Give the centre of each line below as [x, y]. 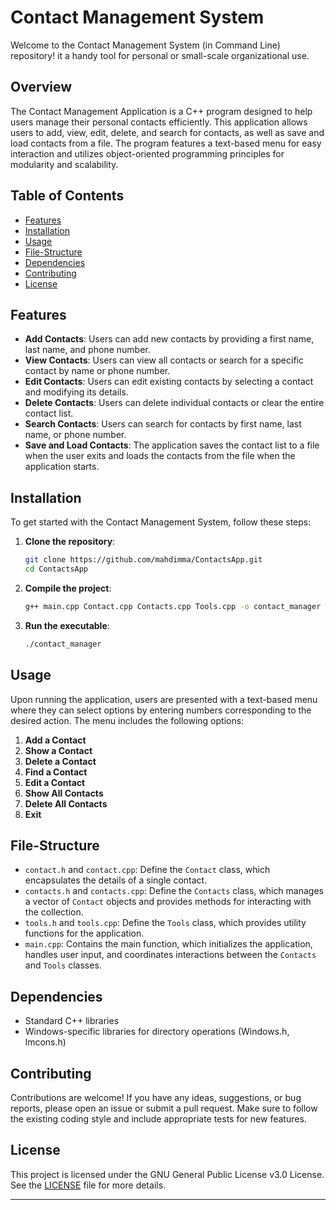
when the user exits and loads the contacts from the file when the [160, 456]
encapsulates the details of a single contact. [116, 880]
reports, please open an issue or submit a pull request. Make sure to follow [164, 1108]
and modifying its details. [76, 392]
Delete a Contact [60, 761]
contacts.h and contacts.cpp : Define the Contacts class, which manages [174, 891]
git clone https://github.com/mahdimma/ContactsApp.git [143, 560]
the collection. [54, 912]
